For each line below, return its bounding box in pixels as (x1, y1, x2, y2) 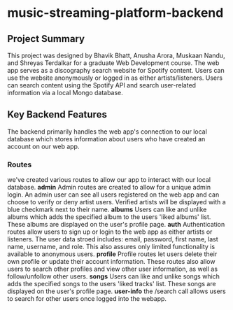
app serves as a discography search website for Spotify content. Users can (7, 66, 225, 74)
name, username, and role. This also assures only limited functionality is (7, 243, 216, 251)
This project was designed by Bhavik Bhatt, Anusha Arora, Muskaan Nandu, (7, 51, 225, 59)
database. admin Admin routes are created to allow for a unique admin (7, 183, 211, 192)
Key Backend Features (7, 108, 107, 120)
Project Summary (7, 33, 85, 45)
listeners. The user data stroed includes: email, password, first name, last (7, 235, 218, 244)
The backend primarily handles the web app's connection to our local (7, 127, 208, 136)
